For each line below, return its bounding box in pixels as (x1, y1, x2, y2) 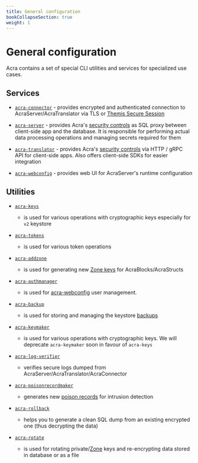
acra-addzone (14, 255, 47, 261)
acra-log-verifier (14, 353, 60, 360)
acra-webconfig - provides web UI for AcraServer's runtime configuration (14, 170, 193, 177)
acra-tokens (14, 232, 44, 238)
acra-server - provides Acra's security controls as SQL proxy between (14, 122, 187, 129)
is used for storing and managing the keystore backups (23, 312, 158, 319)
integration (14, 158, 41, 166)
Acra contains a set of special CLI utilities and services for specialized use (6, 64, 187, 72)
